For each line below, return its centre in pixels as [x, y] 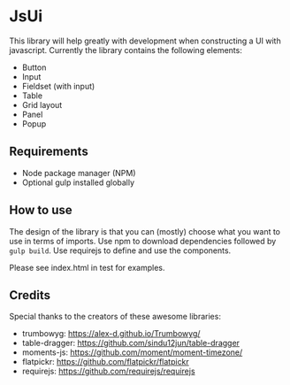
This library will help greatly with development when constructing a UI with [145, 41]
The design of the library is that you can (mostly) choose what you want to [145, 231]
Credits [30, 295]
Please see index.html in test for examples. [87, 267]
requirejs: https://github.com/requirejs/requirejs [109, 371]
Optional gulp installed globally [78, 182]
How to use [41, 210]
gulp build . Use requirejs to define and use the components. [120, 250]
